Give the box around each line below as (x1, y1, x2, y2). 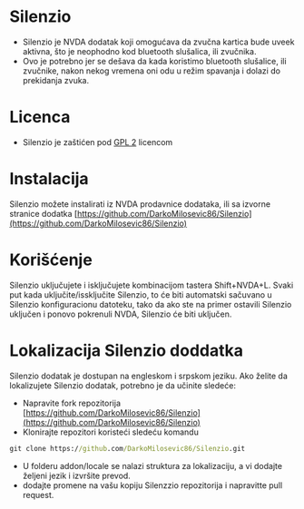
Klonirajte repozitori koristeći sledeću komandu (22, 426, 200, 437)
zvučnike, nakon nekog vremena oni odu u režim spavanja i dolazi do (22, 65, 281, 76)
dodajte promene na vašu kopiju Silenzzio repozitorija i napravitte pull (22, 479, 283, 491)
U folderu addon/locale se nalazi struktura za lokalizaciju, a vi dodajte (22, 460, 283, 471)
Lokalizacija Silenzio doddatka (9, 340, 243, 360)
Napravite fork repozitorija (22, 397, 121, 408)
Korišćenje (9, 250, 93, 269)
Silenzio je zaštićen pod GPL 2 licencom (22, 136, 173, 147)
